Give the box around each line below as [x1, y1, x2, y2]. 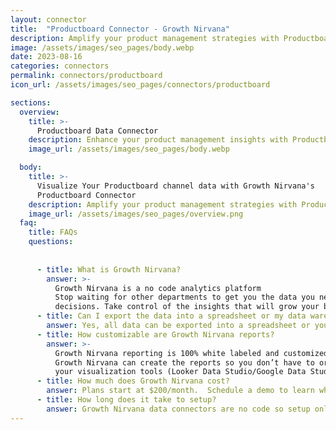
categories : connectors [10, 61, 110, 71]
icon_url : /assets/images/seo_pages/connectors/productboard [10, 80, 271, 90]
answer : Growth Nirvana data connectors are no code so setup [46, 404, 311, 414]
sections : [10, 97, 52, 108]
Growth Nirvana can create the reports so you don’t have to [54, 357, 315, 368]
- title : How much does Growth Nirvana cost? [36, 376, 230, 386]
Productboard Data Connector [36, 126, 159, 136]
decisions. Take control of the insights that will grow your [54, 302, 320, 312]
